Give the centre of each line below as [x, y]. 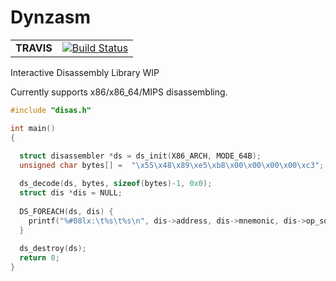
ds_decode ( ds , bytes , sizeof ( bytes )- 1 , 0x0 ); [116, 184]
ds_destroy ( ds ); [53, 249]
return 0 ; [39, 258]
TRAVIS [34, 48]
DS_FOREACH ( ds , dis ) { [66, 211]
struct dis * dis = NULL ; [71, 193]
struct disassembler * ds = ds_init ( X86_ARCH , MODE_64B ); [140, 156]
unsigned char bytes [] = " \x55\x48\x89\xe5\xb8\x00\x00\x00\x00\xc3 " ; [172, 166]
